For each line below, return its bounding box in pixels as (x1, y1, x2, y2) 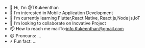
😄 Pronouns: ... (9, 33, 42, 39)
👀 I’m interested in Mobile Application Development (9, 10, 113, 16)
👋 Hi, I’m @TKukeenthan (9, 5, 59, 10)
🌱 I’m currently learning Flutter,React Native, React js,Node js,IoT (9, 15, 141, 21)
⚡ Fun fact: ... (9, 38, 37, 44)
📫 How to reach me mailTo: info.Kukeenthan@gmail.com (9, 26, 124, 31)
